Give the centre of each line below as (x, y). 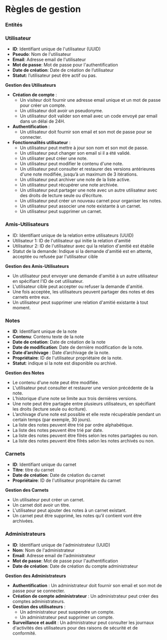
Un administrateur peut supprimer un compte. (67, 617)
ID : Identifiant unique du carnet (44, 464)
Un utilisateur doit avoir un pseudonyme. (61, 111)
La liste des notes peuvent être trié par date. (58, 430)
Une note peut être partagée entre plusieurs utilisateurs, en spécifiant (84, 404)
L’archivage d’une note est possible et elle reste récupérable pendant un (86, 414)
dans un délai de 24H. (42, 121)
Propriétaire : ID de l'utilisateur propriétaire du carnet (67, 480)
